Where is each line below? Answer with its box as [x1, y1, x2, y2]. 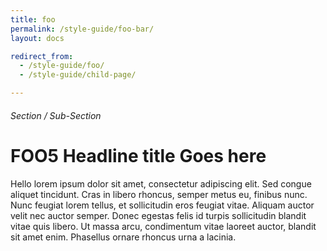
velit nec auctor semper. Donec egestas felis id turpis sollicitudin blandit [10, 209, 307, 221]
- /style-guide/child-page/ [19, 70, 137, 80]
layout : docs [10, 33, 65, 43]
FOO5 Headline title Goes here [10, 144, 267, 167]
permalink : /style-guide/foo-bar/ [10, 24, 155, 34]
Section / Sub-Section [10, 109, 102, 121]
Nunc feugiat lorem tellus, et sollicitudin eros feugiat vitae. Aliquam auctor [10, 199, 315, 211]
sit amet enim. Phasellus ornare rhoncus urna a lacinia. [10, 231, 237, 243]
